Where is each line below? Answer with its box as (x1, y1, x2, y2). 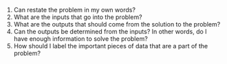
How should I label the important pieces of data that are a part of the (13, 42, 208, 50)
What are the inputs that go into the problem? (13, 13, 142, 21)
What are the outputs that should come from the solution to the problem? (13, 20, 221, 28)
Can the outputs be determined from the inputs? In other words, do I (13, 27, 208, 35)
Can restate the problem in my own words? (13, 6, 136, 14)
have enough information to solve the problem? (13, 35, 148, 43)
